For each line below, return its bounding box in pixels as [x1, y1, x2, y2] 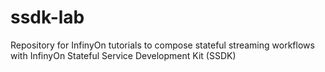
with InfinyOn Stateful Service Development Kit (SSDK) [10, 49, 237, 61]
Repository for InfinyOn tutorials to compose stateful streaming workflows [10, 39, 315, 51]
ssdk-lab [10, 6, 85, 29]
